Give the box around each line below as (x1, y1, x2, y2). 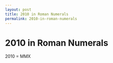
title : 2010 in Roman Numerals (5, 12, 69, 17)
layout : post (5, 7, 32, 12)
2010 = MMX (5, 53, 31, 59)
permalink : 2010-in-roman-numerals (5, 16, 77, 21)
